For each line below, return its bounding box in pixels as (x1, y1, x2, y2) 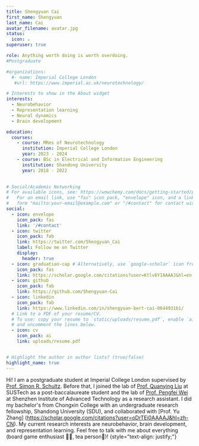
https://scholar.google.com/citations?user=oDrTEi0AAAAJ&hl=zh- (26, 414, 189, 421)
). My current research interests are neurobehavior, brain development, (14, 420, 187, 428)
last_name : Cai (6, 20, 44, 26)
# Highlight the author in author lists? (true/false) (6, 354, 145, 360)
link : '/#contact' (17, 222, 62, 229)
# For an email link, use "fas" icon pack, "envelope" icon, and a (6, 195, 182, 201)
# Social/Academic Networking (6, 184, 81, 190)
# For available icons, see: (6, 189, 78, 195)
